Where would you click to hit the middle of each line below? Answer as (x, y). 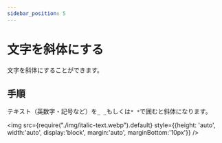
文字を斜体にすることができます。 (55, 70)
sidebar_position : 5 (37, 13)
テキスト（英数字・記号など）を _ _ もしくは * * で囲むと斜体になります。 (109, 111)
